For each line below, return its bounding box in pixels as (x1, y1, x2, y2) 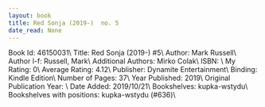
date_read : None (8, 26, 62, 34)
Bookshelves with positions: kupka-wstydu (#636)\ (8, 90, 177, 100)
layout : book (8, 11, 52, 20)
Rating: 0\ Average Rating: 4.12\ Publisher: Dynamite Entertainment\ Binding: (8, 65, 258, 75)
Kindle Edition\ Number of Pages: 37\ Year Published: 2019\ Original (8, 73, 231, 83)
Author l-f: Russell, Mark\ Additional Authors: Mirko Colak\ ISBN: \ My (8, 56, 236, 66)
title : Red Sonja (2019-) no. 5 (8, 19, 119, 27)
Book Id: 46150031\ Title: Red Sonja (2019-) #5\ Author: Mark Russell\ (8, 48, 237, 58)
